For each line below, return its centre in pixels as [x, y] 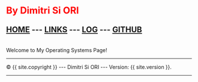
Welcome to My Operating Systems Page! [57, 50]
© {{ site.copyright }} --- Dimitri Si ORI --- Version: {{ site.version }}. [89, 67]
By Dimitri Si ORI [43, 11]
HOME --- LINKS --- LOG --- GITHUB [74, 30]
